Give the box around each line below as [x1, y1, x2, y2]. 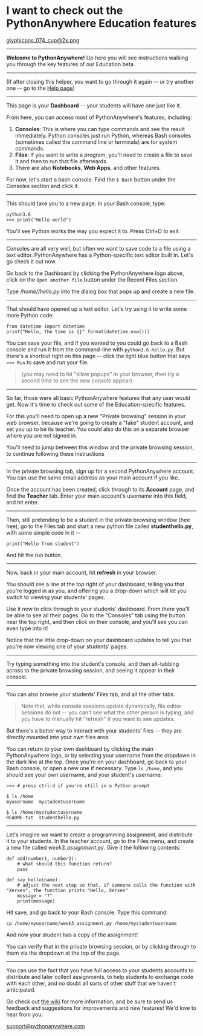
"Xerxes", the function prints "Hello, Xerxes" [6, 887, 129, 893]
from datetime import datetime [6, 323, 85, 330]
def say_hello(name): [6, 876, 61, 883]
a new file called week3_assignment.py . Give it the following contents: [6, 844, 181, 851]
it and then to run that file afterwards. [14, 157, 108, 164]
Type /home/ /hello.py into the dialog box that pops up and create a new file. [6, 288, 195, 295]
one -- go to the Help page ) [6, 84, 75, 92]
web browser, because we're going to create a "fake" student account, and [6, 419, 193, 426]
